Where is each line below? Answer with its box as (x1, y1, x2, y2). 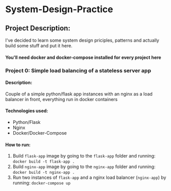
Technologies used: (5, 108, 48, 114)
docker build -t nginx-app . (12, 170, 75, 175)
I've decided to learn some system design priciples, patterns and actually (5, 37, 159, 43)
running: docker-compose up (12, 180, 70, 186)
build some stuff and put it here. (5, 43, 72, 49)
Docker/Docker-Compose (12, 130, 67, 136)
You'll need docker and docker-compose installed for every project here (5, 54, 162, 60)
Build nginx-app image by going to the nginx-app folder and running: (12, 164, 156, 170)
